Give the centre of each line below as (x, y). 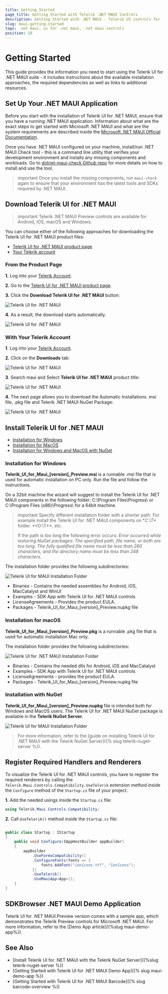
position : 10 (19, 33)
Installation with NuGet (34, 694)
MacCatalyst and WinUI (37, 591)
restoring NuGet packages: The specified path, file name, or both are (89, 541)
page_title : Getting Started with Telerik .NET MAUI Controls (71, 15)
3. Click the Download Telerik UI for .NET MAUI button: (63, 295)
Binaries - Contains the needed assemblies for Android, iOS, (74, 586)
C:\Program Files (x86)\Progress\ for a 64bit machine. (61, 505)
